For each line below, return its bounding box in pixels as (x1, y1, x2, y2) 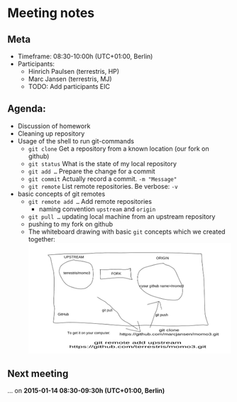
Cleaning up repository (17, 129, 85, 138)
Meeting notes (7, 5, 94, 21)
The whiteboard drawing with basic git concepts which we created (28, 227, 226, 236)
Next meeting (7, 368, 69, 380)
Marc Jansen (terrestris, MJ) (28, 75, 112, 83)
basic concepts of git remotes (17, 190, 106, 198)
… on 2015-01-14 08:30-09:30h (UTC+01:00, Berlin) (7, 386, 165, 395)
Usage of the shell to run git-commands (17, 136, 135, 145)
